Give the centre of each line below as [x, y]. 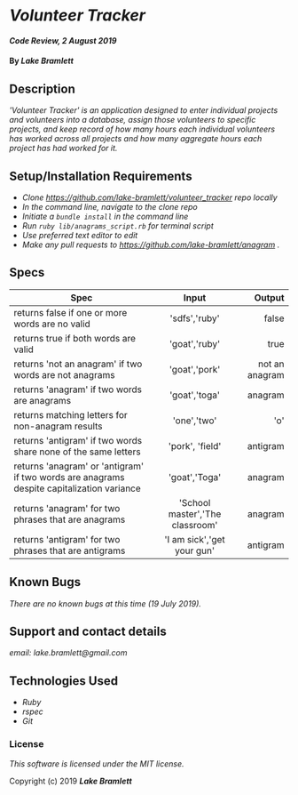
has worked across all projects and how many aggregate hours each [136, 139]
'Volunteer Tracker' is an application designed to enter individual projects [144, 110]
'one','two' [195, 421]
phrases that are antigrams [70, 550]
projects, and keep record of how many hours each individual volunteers [142, 129]
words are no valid [52, 324]
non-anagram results [59, 426]
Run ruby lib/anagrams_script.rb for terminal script [118, 226]
